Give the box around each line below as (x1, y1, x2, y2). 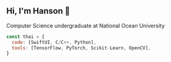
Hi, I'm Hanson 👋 (6, 6, 71, 16)
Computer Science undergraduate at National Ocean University (6, 22, 166, 29)
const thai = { (6, 34, 45, 40)
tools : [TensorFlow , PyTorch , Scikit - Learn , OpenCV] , (12, 45, 151, 51)
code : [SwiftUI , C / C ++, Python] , (12, 39, 97, 45)
